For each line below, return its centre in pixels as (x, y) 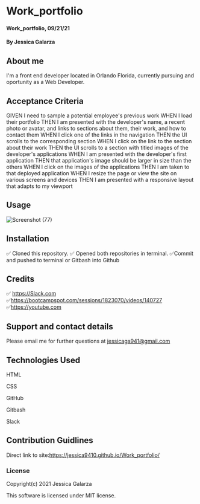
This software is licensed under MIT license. (61, 496)
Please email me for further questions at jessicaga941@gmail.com (88, 341)
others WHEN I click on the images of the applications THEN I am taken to (98, 167)
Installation (28, 239)
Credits (20, 279)
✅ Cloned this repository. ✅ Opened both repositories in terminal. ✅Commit (100, 253)
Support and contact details (60, 327)
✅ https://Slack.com (31, 294)
